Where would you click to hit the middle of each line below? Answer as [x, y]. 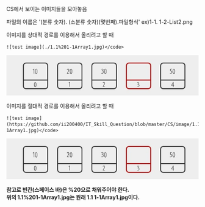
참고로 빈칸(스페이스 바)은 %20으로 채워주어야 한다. [68, 189]
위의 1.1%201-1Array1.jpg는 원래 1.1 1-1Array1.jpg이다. [73, 197]
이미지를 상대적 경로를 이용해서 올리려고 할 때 [60, 35]
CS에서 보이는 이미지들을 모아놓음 [47, 9]
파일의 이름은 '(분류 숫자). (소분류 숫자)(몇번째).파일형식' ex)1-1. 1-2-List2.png [100, 22]
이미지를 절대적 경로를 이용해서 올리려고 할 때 [60, 106]
